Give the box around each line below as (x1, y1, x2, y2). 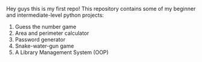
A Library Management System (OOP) (14, 49, 109, 56)
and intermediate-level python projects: (6, 11, 104, 19)
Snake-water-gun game (14, 42, 74, 49)
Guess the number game (14, 23, 76, 30)
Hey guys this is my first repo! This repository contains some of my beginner (6, 5, 196, 12)
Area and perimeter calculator (14, 29, 90, 37)
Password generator (14, 36, 66, 43)
